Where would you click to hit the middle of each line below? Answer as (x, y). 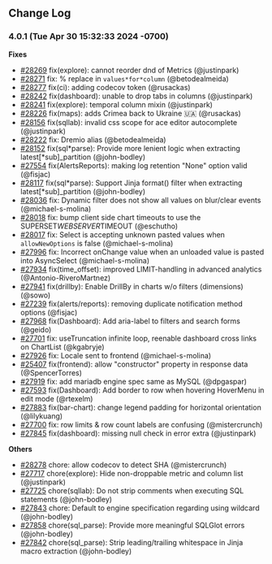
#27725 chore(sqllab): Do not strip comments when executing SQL (132, 490)
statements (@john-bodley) (66, 499)
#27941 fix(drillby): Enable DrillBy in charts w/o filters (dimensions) (132, 286)
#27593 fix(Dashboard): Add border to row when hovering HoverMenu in (142, 390)
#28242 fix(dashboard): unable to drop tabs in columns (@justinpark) (136, 96)
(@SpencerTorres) (51, 372)
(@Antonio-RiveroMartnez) (65, 278)
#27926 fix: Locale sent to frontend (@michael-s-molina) (116, 355)
